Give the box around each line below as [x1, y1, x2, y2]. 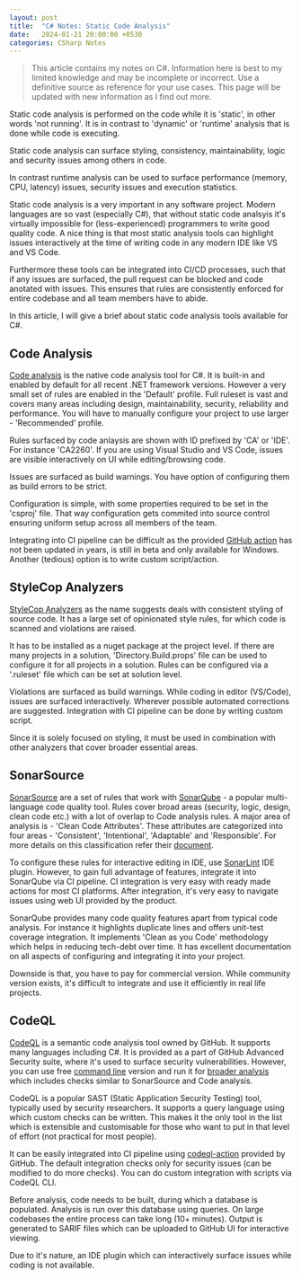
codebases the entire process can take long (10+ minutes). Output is [9, 1213, 263, 1224]
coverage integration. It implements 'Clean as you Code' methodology [9, 931, 269, 942]
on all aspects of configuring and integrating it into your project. [9, 950, 245, 961]
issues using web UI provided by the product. [9, 895, 178, 905]
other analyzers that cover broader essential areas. [9, 742, 199, 753]
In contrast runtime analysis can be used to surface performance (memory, [9, 172, 288, 183]
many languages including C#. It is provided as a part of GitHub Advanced [9, 1046, 285, 1057]
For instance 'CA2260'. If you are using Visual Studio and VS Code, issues [9, 445, 284, 455]
